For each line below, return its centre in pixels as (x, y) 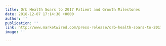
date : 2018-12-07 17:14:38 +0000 (40, 14)
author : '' (16, 18)
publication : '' (22, 23)
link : (11, 28)
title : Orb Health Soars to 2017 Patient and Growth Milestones (73, 9)
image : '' (15, 32)
